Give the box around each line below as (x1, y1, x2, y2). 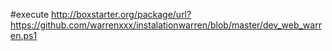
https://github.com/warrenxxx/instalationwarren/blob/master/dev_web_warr (10, 19, 322, 31)
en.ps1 (10, 30, 38, 41)
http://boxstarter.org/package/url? (51, 9, 192, 20)
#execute (10, 9, 50, 20)
